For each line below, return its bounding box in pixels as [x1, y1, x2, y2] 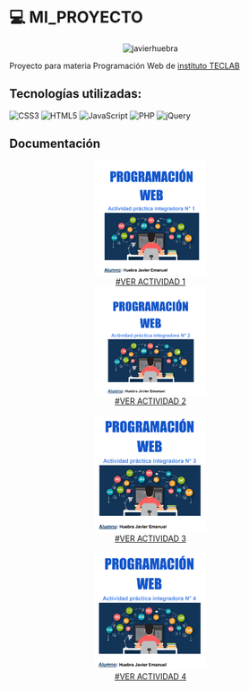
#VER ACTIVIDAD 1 [115, 275, 186, 287]
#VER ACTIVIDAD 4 [115, 670, 186, 682]
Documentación [9, 136, 101, 152]
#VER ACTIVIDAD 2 [115, 396, 186, 406]
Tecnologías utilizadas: [9, 86, 142, 101]
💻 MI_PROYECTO [9, 7, 143, 28]
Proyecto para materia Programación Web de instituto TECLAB [9, 60, 240, 71]
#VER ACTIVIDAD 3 [115, 533, 186, 544]
